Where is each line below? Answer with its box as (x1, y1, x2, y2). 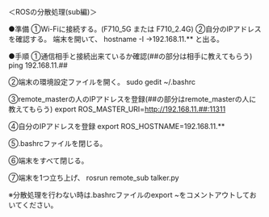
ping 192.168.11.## (8, 61, 69, 70)
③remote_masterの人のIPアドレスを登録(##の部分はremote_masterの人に (8, 94, 257, 103)
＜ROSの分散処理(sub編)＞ (8, 7, 98, 16)
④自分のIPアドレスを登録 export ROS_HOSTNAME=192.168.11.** (8, 122, 225, 131)
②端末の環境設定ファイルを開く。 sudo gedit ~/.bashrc (8, 77, 196, 86)
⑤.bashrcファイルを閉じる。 (8, 139, 107, 148)
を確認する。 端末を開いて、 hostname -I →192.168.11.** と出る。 (8, 35, 225, 44)
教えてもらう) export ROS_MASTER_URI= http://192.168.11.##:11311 (8, 104, 226, 114)
